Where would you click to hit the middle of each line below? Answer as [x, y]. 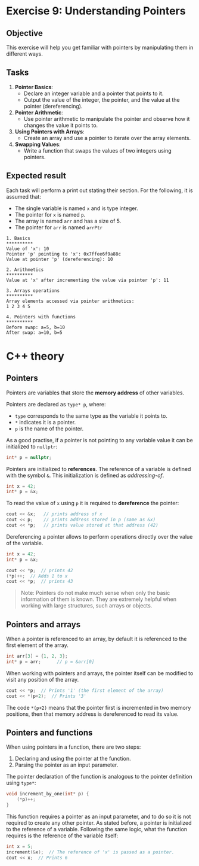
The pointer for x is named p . [50, 214]
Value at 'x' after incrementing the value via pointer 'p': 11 [88, 280]
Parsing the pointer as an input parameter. [66, 765]
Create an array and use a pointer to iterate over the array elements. [107, 138]
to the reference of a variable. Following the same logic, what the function [97, 829]
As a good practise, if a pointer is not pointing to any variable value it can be [100, 440]
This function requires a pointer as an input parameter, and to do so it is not [99, 816]
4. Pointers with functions [41, 317]
